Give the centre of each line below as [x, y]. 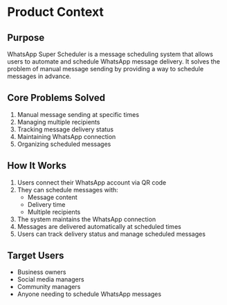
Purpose [26, 38]
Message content [52, 197]
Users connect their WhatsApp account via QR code [92, 182]
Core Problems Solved [56, 98]
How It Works [37, 166]
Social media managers [51, 279]
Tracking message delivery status [65, 129]
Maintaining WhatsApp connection [66, 136]
